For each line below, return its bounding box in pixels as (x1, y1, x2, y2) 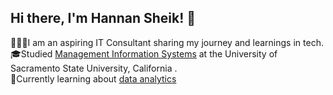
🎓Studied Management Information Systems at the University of (10, 47, 278, 60)
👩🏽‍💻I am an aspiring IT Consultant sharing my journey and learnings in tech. (10, 36, 324, 48)
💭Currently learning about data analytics (10, 72, 177, 85)
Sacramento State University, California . (10, 62, 178, 74)
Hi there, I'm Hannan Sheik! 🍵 (10, 10, 197, 27)
